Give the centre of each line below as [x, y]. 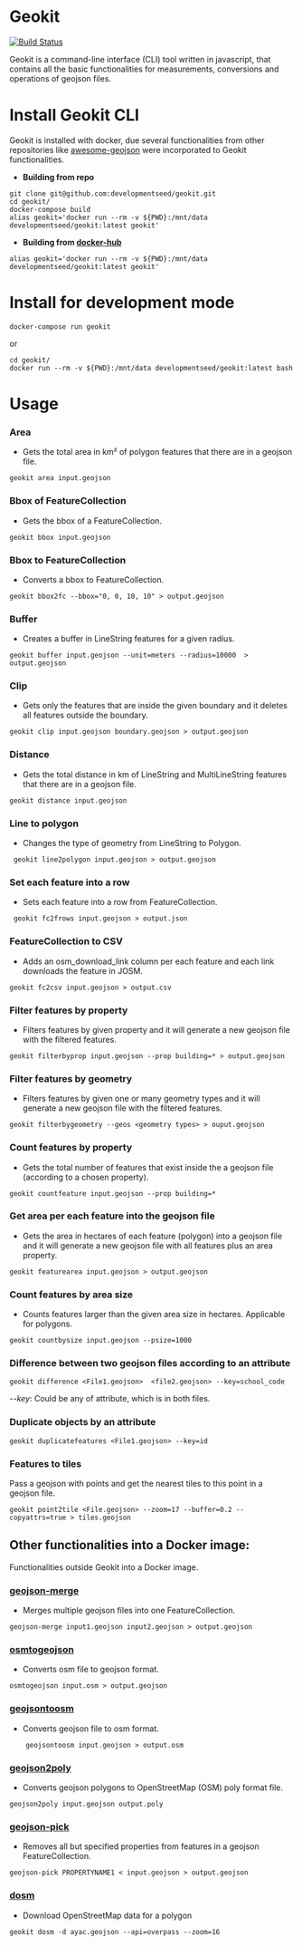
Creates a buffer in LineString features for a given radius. [128, 639]
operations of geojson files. [60, 78]
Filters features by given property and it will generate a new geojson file [156, 1029]
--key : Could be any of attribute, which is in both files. [110, 1399]
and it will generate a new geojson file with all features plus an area [147, 1245]
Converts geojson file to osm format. [91, 1729]
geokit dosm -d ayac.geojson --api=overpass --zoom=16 [115, 1932]
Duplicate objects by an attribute [83, 1422]
